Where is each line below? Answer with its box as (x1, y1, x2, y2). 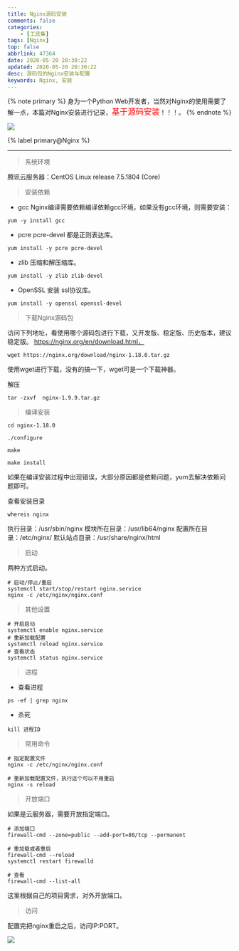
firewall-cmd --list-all (7, 878, 81, 885)
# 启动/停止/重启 (7, 579, 52, 586)
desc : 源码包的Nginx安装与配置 (7, 70, 90, 77)
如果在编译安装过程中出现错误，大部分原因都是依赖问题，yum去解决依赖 (7, 473, 220, 482)
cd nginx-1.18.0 (7, 422, 55, 430)
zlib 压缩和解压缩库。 (17, 258, 80, 267)
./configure (7, 435, 43, 442)
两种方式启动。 (7, 563, 51, 572)
